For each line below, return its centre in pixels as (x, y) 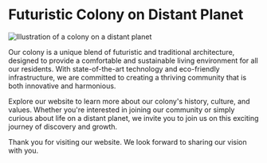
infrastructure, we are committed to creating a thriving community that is (128, 77)
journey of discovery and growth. (63, 126)
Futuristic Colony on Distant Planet (126, 15)
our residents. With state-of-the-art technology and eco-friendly (114, 68)
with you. (23, 150)
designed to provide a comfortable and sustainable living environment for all (133, 60)
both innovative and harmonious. (62, 86)
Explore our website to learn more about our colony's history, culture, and (129, 101)
